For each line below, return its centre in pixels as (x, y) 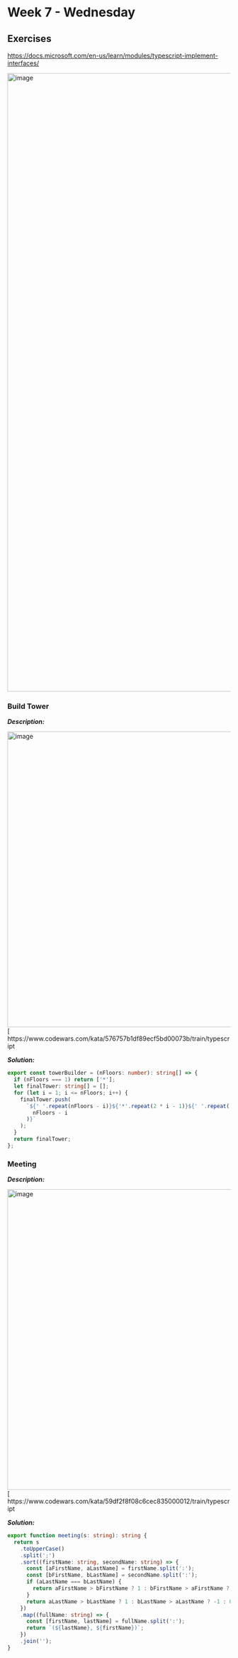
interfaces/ (23, 63)
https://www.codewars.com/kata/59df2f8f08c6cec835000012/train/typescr (119, 1501)
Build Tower (28, 706)
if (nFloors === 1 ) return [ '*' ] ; (64, 1080)
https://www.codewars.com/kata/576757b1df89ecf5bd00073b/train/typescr (119, 1039)
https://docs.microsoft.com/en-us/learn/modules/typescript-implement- (113, 55)
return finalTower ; (42, 1139)
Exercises (29, 39)
